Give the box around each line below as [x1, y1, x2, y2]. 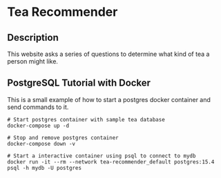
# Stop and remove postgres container [7, 134, 119, 141]
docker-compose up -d [7, 122, 70, 129]
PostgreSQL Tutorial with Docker [7, 77, 151, 89]
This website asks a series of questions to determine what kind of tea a [7, 50, 210, 58]
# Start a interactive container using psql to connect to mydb [7, 152, 196, 159]
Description [7, 32, 59, 43]
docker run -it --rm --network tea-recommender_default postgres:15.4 [7, 158, 215, 166]
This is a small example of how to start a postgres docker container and [7, 95, 211, 103]
